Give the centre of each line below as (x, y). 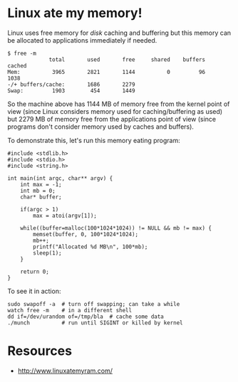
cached (17, 65)
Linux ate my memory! (75, 13)
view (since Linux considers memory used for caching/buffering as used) (115, 111)
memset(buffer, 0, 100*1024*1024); (86, 234)
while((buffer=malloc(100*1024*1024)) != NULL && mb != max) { (116, 228)
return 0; (35, 272)
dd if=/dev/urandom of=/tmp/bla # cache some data (86, 317)
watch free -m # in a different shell (70, 310)
